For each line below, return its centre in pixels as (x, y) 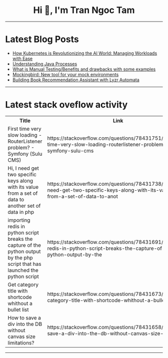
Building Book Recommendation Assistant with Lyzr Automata (76, 80)
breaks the (20, 239)
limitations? (21, 342)
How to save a (24, 317)
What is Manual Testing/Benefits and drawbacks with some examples (84, 69)
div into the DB (25, 324)
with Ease (22, 58)
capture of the (24, 245)
